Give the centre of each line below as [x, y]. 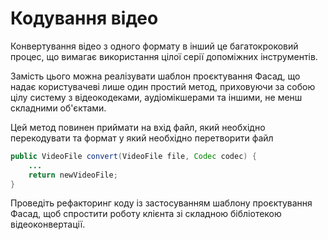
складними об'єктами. [58, 108]
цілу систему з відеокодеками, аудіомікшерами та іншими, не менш [156, 97]
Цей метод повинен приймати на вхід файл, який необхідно [138, 127]
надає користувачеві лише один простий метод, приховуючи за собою [163, 86]
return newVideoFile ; [73, 175]
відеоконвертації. [48, 224]
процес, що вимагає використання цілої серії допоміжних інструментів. [164, 56]
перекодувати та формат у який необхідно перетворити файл [142, 138]
